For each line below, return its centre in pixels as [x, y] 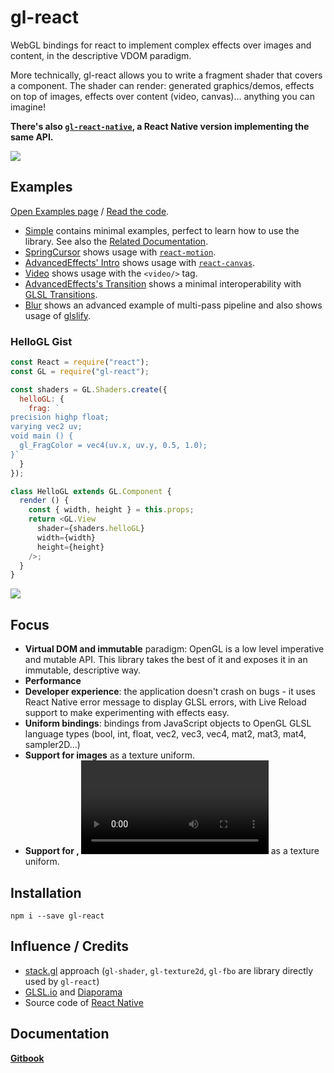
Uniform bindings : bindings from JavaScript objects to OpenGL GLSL [168, 723]
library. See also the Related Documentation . [116, 241]
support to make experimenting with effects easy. [127, 713]
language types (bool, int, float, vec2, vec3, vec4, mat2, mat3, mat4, [165, 734]
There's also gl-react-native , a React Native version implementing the [160, 126]
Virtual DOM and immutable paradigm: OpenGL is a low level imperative [174, 649]
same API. [32, 137]
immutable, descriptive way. [83, 670]
